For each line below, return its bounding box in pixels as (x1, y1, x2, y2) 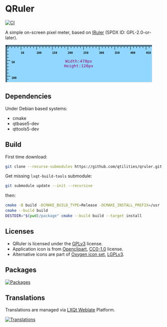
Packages (5, 266, 36, 274)
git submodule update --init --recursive (5, 184, 93, 189)
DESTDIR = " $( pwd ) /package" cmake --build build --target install (5, 214, 142, 219)
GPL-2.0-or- (126, 29, 151, 35)
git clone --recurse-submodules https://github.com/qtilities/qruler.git (5, 164, 162, 169)
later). (5, 35, 17, 41)
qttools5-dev (12, 126, 39, 132)
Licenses (5, 227, 34, 236)
